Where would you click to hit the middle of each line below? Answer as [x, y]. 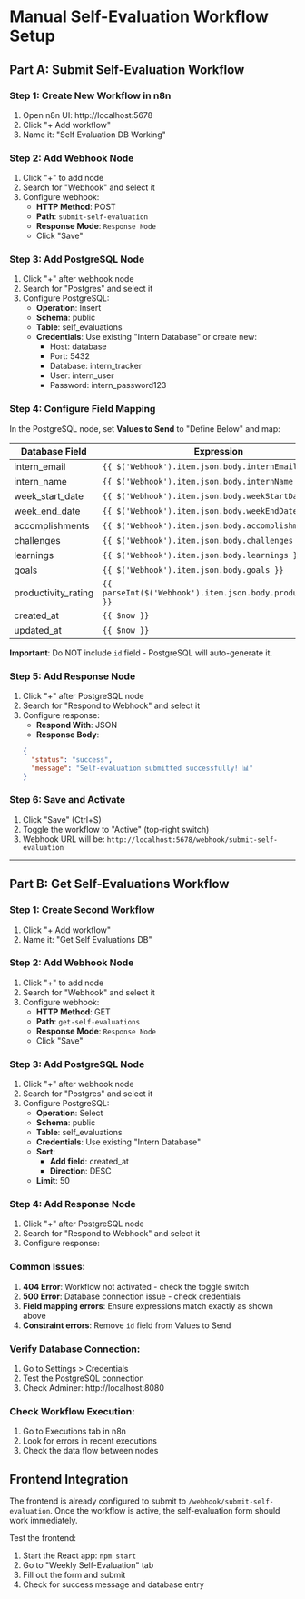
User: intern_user [82, 375]
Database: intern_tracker [96, 366]
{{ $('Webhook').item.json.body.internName [198, 481]
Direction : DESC [80, 1171]
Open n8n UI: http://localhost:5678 [88, 115]
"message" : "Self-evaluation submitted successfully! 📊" [143, 768]
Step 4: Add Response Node [73, 1204]
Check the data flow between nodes [90, 1451]
